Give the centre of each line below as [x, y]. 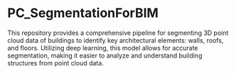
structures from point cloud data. [56, 63]
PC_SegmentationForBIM [83, 13]
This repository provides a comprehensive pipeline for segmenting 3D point [118, 33]
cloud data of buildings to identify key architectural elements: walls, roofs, [116, 40]
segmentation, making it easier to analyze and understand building [105, 55]
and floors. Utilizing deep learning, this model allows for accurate [103, 48]
